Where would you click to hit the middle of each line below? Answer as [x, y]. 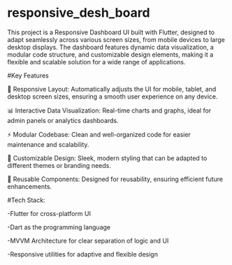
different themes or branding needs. [59, 165]
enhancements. [30, 186]
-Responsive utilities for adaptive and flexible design [83, 254]
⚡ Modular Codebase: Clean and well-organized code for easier [99, 134]
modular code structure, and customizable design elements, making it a [110, 55]
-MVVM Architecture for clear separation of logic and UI [88, 241]
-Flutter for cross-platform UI [49, 213]
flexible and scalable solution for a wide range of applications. [97, 62]
